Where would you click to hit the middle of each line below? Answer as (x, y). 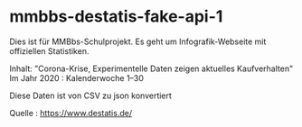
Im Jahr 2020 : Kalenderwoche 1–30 (77, 77)
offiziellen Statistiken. (49, 50)
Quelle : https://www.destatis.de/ (71, 113)
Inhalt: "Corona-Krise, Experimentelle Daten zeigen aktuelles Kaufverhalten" (151, 68)
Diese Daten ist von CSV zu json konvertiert (90, 95)
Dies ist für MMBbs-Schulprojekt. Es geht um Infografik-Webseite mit (138, 41)
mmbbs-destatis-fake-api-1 (116, 17)
